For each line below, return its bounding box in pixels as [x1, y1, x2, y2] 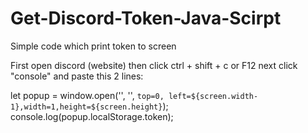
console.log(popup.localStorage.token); [10, 110, 174, 122]
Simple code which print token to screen [10, 40, 177, 52]
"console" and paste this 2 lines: [10, 70, 144, 82]
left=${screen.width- [168, 91, 259, 101]
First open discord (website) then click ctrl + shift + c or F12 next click [10, 59, 298, 71]
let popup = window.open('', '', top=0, [10, 89, 165, 101]
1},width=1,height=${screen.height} [10, 102, 163, 112]
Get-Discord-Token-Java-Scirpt [10, 7, 282, 30]
